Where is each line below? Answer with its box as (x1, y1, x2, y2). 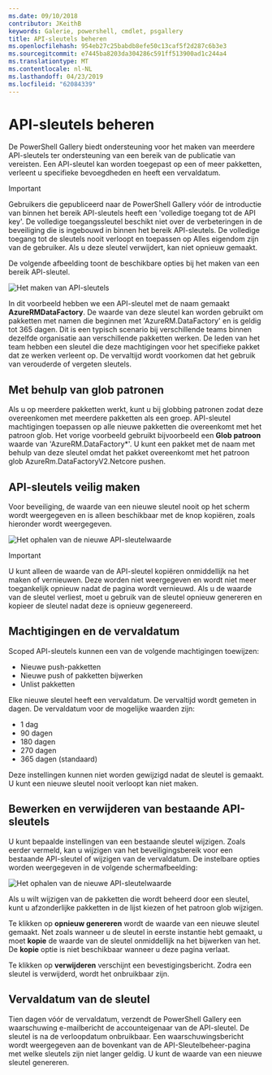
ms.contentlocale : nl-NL (8, 65, 93, 73)
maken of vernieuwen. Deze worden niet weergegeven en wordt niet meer (8, 575, 257, 585)
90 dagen (19, 728, 53, 738)
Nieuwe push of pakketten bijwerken (19, 670, 144, 680)
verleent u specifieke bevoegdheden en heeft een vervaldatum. (8, 168, 221, 178)
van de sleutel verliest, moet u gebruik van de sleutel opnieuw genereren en (8, 592, 262, 603)
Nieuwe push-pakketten (19, 661, 101, 672)
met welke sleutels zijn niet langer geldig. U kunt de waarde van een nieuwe (8, 1048, 262, 1059)
